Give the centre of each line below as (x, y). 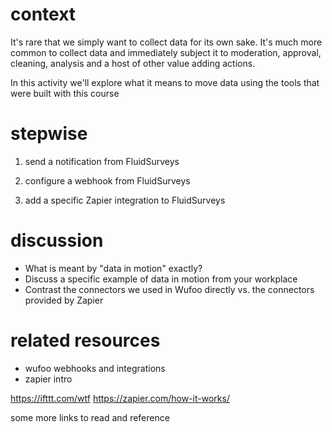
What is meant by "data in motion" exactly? (113, 268)
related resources (85, 340)
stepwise (49, 134)
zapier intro (48, 379)
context (43, 14)
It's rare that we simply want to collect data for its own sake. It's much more (166, 42)
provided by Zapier (64, 300)
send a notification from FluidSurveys (102, 161)
